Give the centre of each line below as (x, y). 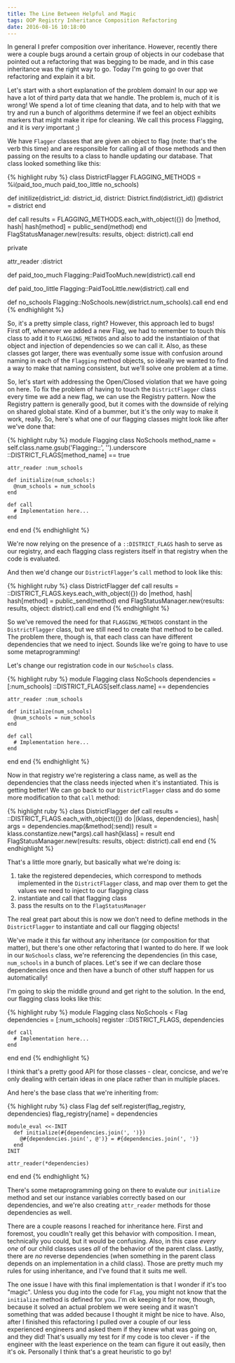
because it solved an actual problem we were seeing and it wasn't (103, 1307)
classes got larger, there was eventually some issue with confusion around (115, 353)
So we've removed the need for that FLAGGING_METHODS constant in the (108, 622)
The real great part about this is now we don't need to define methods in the (117, 919)
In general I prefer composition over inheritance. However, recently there (112, 47)
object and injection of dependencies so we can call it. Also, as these (107, 346)
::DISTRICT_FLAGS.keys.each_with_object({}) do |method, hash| (100, 594)
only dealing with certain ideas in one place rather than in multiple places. (114, 1079)
